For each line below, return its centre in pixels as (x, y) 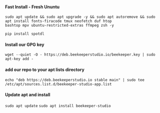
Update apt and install (28, 95)
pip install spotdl (25, 34)
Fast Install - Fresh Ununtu (32, 7)
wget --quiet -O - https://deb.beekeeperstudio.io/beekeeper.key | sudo (80, 55)
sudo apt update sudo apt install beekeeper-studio (58, 106)
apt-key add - (19, 59)
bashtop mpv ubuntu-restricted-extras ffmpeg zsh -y (60, 26)
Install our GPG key (25, 44)
